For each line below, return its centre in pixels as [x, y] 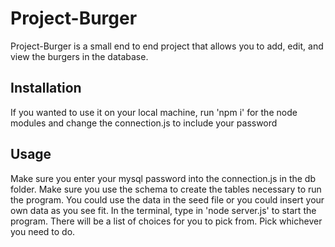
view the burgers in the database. [79, 56]
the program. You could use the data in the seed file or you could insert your [167, 199]
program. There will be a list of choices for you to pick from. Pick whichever [166, 221]
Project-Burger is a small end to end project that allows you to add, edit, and [167, 46]
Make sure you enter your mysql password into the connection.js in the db [163, 178]
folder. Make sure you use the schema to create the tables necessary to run [166, 189]
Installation [46, 88]
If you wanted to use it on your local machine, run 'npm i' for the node [154, 112]
